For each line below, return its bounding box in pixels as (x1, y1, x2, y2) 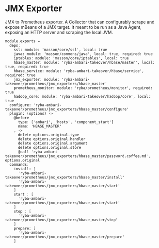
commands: (9, 162, 29, 167)
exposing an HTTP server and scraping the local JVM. (5, 29, 113, 35)
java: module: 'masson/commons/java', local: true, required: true (14, 52, 153, 56)
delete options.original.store (17, 145, 81, 150)
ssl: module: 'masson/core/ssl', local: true (14, 47, 108, 52)
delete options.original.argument (17, 141, 88, 146)
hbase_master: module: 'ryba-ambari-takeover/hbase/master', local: (14, 60, 155, 65)
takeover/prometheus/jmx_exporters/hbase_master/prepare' (5, 234, 125, 239)
